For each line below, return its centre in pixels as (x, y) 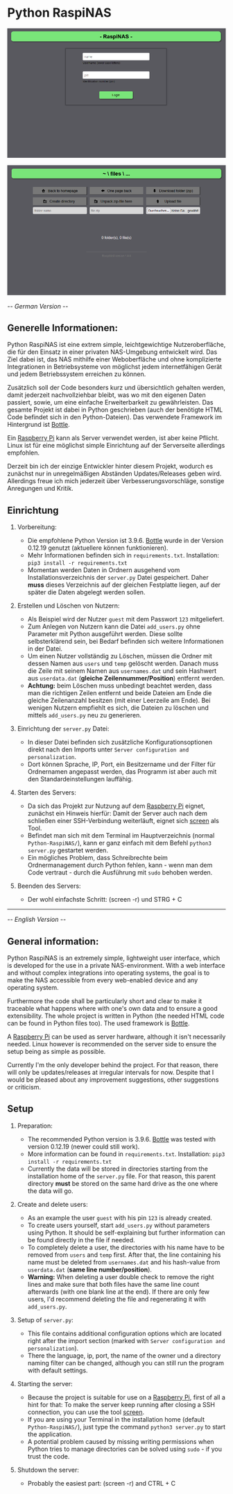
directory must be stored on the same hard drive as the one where (123, 1183)
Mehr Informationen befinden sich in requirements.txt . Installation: (123, 555)
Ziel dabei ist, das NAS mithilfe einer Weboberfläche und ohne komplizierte (114, 359)
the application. (50, 1434)
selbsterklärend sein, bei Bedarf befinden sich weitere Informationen (126, 642)
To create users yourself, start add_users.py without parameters (119, 1225)
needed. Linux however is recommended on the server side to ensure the (112, 1044)
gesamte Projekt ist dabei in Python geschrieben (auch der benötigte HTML (115, 410)
